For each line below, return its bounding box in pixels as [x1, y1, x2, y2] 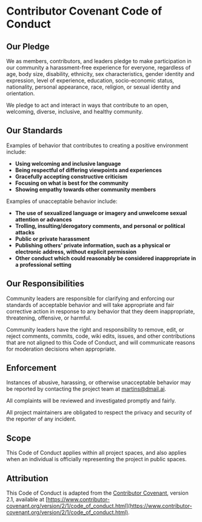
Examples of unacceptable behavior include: [6, 197, 118, 205]
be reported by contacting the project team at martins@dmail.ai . [6, 385, 167, 393]
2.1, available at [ [6, 496, 48, 503]
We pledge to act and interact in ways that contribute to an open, [6, 101, 169, 109]
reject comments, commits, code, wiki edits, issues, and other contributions [6, 332, 195, 340]
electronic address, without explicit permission [15, 248, 137, 255]
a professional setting [15, 261, 72, 268]
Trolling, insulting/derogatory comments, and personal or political [15, 222, 186, 229]
